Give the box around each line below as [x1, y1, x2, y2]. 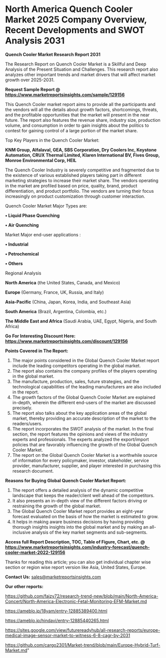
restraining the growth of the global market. [12, 503, 102, 509]
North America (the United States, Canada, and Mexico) [5, 279, 120, 285]
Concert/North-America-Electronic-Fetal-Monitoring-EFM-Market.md [5, 598, 147, 604]
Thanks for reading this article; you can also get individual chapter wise [5, 559, 151, 565]
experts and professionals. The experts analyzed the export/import [12, 436, 149, 442]
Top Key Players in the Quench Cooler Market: [5, 137, 100, 143]
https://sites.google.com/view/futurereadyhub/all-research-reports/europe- [5, 627, 160, 633]
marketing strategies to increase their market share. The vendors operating [5, 177, 159, 183]
